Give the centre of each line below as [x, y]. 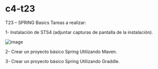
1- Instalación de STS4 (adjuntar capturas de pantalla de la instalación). [79, 32]
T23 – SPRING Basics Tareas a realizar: [46, 22]
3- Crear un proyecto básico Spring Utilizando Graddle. [62, 61]
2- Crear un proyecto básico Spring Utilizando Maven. [61, 51]
